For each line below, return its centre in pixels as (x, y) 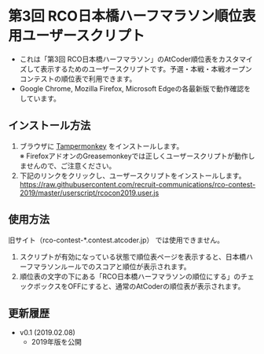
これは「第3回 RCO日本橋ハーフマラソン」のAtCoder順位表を (119, 59)
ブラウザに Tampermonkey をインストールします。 (101, 146)
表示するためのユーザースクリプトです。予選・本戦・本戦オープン (147, 68)
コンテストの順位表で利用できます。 (78, 79)
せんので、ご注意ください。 (71, 165)
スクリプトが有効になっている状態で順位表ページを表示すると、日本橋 (133, 256)
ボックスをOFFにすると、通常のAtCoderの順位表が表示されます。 (139, 286)
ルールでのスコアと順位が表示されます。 (125, 266)
